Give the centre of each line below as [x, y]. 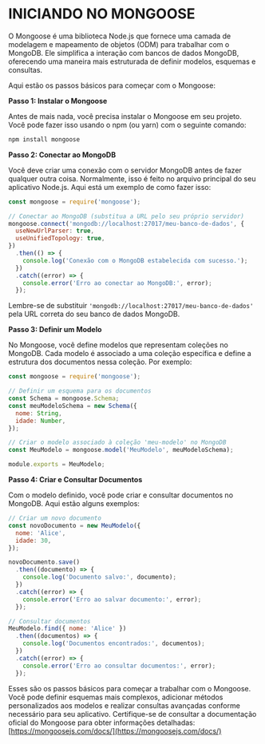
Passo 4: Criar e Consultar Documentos [75, 480]
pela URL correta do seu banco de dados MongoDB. [94, 314]
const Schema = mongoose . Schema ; [64, 399]
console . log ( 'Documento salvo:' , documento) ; [100, 577]
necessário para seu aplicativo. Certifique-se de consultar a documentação [132, 714]
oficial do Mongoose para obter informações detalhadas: [102, 722]
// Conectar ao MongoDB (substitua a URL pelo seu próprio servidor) [127, 216]
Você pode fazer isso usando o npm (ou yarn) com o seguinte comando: [127, 125]
